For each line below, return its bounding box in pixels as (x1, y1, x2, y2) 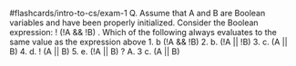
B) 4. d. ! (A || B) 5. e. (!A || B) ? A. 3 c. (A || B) (9, 46, 180, 57)
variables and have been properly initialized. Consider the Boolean (9, 17, 259, 28)
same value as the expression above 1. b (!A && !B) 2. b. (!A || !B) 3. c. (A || (9, 36, 289, 47)
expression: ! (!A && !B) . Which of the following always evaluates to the (9, 27, 278, 37)
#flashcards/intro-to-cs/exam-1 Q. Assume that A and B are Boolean (9, 8, 266, 18)
